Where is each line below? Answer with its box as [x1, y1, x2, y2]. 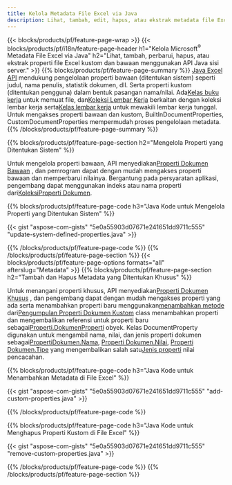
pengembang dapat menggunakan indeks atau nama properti [7, 182, 182, 190]
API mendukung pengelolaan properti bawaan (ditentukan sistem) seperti [7, 73, 215, 82]
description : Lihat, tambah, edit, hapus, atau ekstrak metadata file [7, 17, 215, 24]
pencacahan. [7, 353, 45, 361]
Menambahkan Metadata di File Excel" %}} [7, 373, 130, 382]
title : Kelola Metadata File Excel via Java [7, 10, 137, 17]
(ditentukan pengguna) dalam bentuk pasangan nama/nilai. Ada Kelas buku [7, 88, 220, 97]
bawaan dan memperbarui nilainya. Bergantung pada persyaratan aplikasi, [7, 174, 219, 182]
